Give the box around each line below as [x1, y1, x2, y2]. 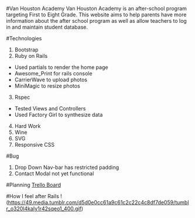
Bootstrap [14, 46, 39, 53]
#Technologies [6, 35, 42, 41]
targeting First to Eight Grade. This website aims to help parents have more [6, 11, 187, 18]
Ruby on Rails [14, 53, 48, 59]
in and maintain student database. [6, 23, 88, 30]
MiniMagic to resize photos [14, 82, 80, 89]
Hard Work [14, 123, 41, 129]
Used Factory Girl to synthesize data [14, 111, 103, 118]
